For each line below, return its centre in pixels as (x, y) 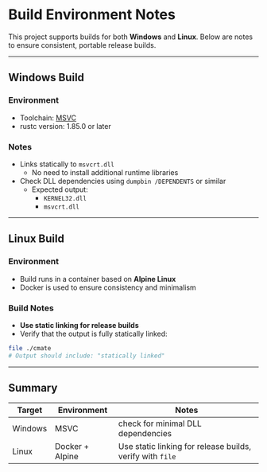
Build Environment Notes (92, 15)
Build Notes (31, 308)
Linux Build (37, 239)
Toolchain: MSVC (48, 118)
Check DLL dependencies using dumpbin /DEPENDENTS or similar (123, 181)
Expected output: (60, 189)
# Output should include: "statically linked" (87, 356)
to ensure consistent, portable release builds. (82, 45)
